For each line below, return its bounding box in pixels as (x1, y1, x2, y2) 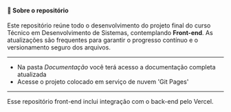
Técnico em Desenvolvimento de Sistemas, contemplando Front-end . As (7, 29, 213, 37)
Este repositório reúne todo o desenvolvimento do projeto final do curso (7, 21, 211, 30)
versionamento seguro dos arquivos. (7, 43, 111, 52)
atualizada (16, 70, 47, 79)
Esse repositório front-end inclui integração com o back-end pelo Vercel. (7, 98, 214, 106)
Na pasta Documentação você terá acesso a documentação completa (16, 63, 216, 71)
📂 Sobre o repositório (7, 6, 69, 14)
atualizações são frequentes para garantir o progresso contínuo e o (7, 36, 198, 45)
